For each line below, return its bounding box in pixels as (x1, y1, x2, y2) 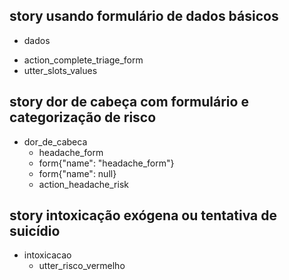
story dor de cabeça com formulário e (9, 94, 249, 111)
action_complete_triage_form (23, 54, 144, 66)
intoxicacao (23, 249, 72, 261)
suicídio (9, 223, 61, 240)
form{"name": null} (38, 167, 117, 179)
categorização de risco (9, 109, 157, 126)
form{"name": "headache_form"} (38, 157, 175, 169)
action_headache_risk (38, 178, 129, 190)
